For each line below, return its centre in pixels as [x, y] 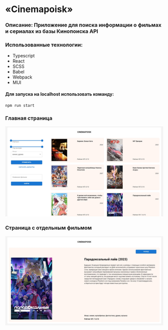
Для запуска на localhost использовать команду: [60, 94]
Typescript [24, 56]
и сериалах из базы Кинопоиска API [52, 31]
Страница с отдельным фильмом [48, 228]
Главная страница [29, 118]
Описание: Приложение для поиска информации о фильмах [83, 25]
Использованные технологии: [44, 45]
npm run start [20, 105]
